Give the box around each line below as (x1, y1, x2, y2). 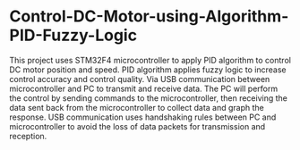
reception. (9, 130, 47, 141)
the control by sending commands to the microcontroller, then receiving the (9, 92, 288, 104)
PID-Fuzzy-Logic (9, 25, 137, 46)
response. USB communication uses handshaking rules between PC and (9, 112, 277, 122)
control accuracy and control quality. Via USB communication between (9, 73, 270, 84)
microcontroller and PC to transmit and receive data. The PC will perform (9, 83, 279, 94)
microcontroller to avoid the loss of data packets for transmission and (9, 121, 266, 131)
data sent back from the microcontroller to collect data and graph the (9, 102, 264, 112)
